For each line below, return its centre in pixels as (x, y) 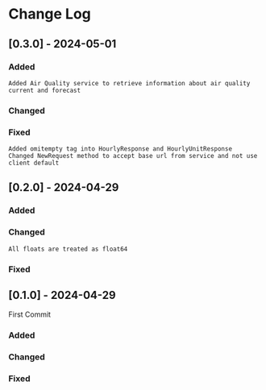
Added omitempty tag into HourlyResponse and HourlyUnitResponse (120, 149)
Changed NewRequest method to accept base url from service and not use (133, 156)
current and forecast (45, 90)
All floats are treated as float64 (68, 249)
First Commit (29, 314)
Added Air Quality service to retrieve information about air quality (129, 83)
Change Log (50, 14)
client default (34, 163)
